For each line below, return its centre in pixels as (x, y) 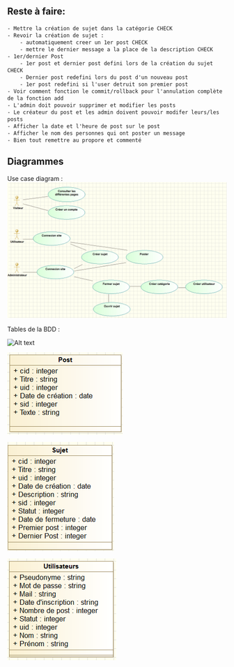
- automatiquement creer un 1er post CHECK (84, 42)
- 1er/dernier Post (36, 56)
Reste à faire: (37, 12)
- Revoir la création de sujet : (56, 35)
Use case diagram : (35, 178)
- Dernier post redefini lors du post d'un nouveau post (104, 77)
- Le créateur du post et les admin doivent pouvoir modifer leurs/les (113, 112)
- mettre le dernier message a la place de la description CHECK (117, 49)
